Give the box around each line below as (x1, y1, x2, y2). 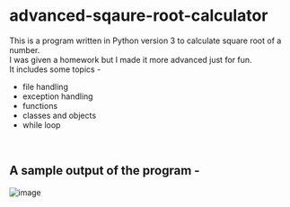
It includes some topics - (9, 64, 101, 75)
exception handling (22, 91, 93, 102)
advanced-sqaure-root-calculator (9, 5, 268, 26)
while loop (22, 119, 61, 130)
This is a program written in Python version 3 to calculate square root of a (9, 35, 282, 46)
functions (22, 100, 58, 111)
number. (9, 44, 40, 55)
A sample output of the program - (9, 163, 200, 178)
